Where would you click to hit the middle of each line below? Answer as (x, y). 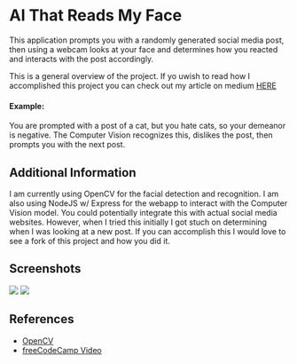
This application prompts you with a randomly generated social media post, (147, 40)
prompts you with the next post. (67, 145)
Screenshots (45, 269)
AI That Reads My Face (96, 16)
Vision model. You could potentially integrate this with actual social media (143, 212)
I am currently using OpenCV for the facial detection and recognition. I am (144, 194)
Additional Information (73, 173)
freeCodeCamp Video (62, 350)
